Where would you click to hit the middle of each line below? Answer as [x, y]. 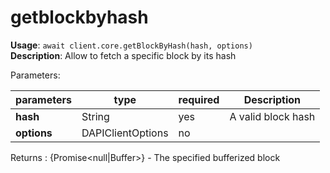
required [199, 99]
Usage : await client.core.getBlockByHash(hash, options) [131, 45]
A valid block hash [272, 116]
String [95, 116]
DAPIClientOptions [125, 133]
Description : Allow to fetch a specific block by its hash [123, 55]
